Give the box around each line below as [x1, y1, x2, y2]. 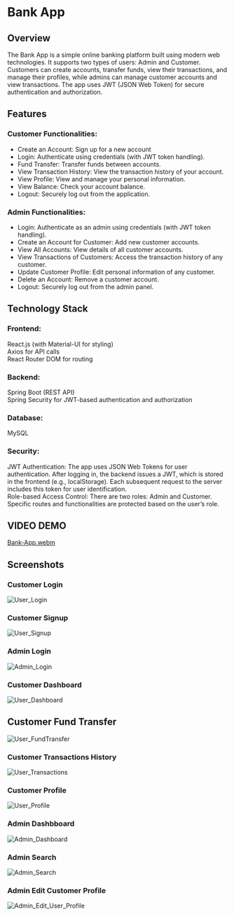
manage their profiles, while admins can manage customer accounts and [7, 73, 217, 81]
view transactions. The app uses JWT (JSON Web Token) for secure [7, 81, 205, 88]
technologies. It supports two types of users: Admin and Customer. [7, 58, 201, 67]
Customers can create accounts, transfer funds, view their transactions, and [7, 66, 228, 74]
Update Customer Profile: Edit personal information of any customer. [17, 268, 216, 276]
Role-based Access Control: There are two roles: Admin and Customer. [7, 492, 212, 501]
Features [7, 108, 47, 120]
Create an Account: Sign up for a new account [17, 145, 152, 153]
